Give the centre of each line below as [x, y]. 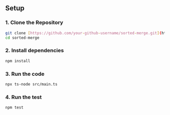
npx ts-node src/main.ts [31, 84]
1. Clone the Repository [34, 23]
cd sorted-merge [22, 38]
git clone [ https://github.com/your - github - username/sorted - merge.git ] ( [83, 33]
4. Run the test [24, 97]
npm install [18, 61]
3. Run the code [25, 74]
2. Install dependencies [35, 51]
